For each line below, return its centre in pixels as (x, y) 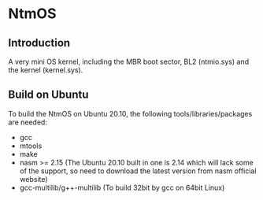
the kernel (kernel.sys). (46, 70)
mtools (31, 146)
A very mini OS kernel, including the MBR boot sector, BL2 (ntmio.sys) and (129, 61)
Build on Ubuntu (48, 95)
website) (34, 179)
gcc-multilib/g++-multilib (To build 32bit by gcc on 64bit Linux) (122, 187)
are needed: (28, 122)
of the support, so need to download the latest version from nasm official (138, 171)
